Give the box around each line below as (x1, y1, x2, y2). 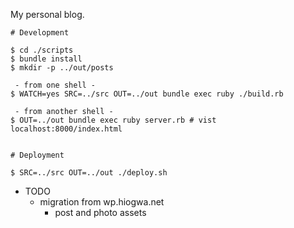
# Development (10, 28, 70, 38)
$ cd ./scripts (10, 45, 74, 55)
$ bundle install (10, 54, 83, 64)
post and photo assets (54, 207, 147, 218)
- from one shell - (14, 80, 97, 90)
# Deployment (10, 150, 65, 160)
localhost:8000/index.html (10, 124, 123, 134)
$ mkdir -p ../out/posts (10, 63, 114, 73)
